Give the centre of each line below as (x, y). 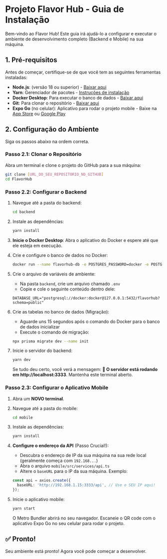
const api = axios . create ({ (41, 480)
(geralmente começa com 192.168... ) (59, 460)
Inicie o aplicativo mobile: (38, 499)
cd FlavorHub (19, 179)
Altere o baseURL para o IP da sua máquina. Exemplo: (74, 471)
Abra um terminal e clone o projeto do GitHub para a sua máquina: (73, 165)
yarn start (24, 508)
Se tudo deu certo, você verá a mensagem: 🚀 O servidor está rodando (85, 369)
